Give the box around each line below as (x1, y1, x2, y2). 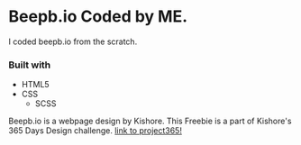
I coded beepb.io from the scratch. (8, 36, 138, 47)
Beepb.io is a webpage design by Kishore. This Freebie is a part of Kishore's (8, 115, 292, 127)
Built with (8, 59, 51, 71)
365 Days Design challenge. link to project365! (8, 125, 182, 136)
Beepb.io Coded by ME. (8, 6, 188, 27)
